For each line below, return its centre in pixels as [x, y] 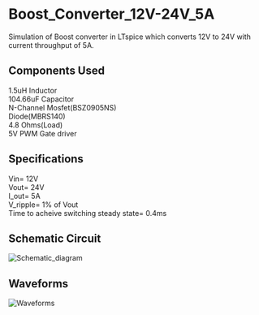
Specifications [46, 159]
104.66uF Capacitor [41, 99]
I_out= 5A [24, 196]
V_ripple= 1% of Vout [43, 205]
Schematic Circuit [55, 238]
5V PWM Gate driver [43, 133]
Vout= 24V [26, 187]
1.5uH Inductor [33, 90]
